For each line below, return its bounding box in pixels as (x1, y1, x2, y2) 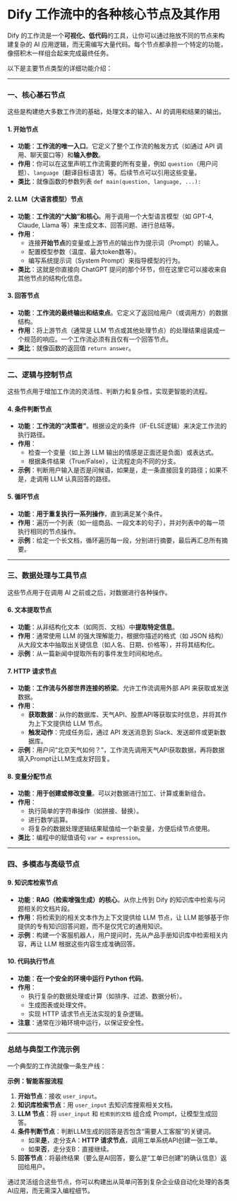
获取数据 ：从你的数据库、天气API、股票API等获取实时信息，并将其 (28, 710, 221, 719)
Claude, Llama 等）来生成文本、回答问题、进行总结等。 (17, 221, 178, 229)
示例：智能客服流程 (7, 1077, 63, 1086)
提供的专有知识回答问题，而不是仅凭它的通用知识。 (17, 922, 166, 930)
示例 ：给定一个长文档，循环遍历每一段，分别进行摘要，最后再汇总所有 (17, 535, 222, 545)
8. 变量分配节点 (7, 772, 52, 780)
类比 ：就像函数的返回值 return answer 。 (17, 344, 135, 352)
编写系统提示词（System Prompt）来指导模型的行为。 (28, 256, 185, 265)
